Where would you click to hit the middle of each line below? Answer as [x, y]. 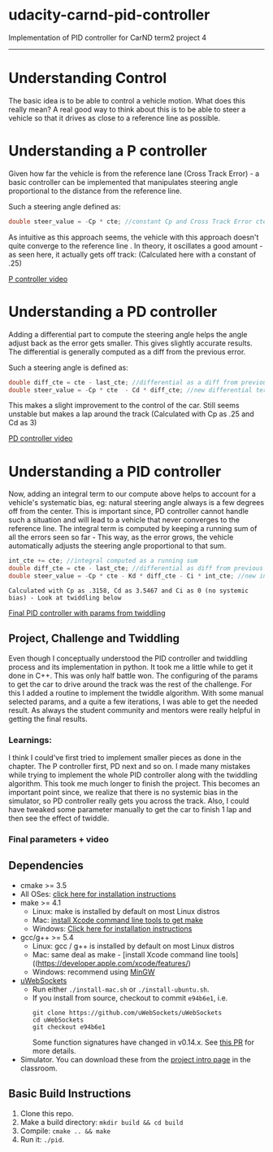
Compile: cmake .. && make [65, 1131]
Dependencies [46, 866]
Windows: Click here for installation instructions [112, 928]
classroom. [39, 1068]
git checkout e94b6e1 [69, 1027]
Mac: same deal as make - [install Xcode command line [125, 954]
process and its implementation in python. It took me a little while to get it [131, 666]
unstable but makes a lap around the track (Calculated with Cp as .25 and [131, 414]
